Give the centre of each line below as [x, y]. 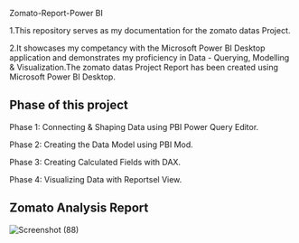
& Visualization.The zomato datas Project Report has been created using [144, 67]
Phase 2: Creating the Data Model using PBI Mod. [102, 145]
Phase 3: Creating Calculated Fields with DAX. [95, 162]
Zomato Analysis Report [79, 208]
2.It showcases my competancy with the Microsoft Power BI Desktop [137, 48]
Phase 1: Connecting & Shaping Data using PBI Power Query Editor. [134, 126]
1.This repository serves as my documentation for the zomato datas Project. [150, 30]
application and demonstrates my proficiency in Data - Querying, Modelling [149, 57]
